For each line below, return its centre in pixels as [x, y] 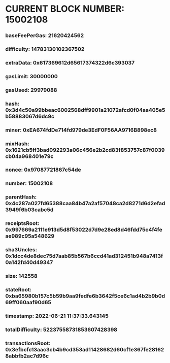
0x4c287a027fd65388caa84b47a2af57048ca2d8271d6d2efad [85, 204]
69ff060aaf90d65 [28, 303]
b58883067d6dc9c [30, 116]
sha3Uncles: [21, 250]
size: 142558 [22, 276]
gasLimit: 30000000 [32, 76]
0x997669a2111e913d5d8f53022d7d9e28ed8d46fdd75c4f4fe [84, 230]
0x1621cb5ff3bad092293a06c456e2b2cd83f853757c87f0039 [85, 150]
